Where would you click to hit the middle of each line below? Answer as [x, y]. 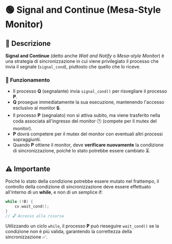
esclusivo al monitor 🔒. [37, 108]
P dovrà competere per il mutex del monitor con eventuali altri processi [88, 134]
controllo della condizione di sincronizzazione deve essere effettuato [78, 187]
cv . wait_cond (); [32, 206]
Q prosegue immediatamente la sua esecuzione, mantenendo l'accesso [88, 102]
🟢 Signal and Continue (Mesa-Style [83, 10]
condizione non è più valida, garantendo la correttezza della [69, 231]
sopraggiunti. [27, 140]
